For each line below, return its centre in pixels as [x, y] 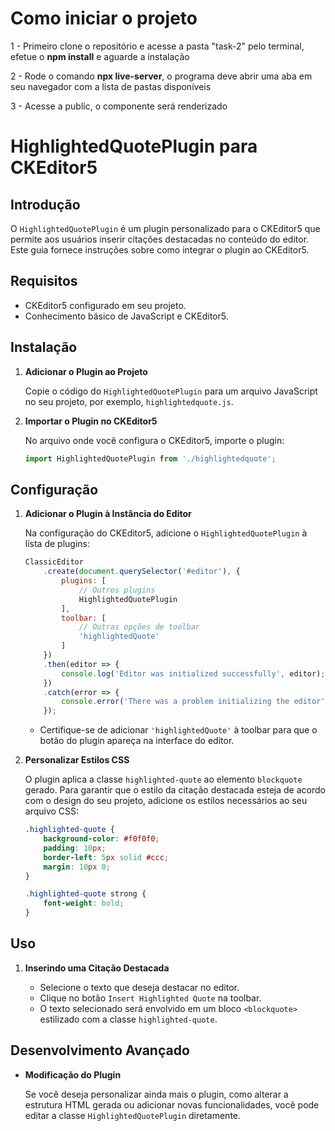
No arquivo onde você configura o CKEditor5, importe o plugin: [154, 440]
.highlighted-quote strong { [85, 894]
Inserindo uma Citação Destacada [97, 968]
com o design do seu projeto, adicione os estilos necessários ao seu [166, 801]
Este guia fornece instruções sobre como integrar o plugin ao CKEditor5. [160, 249]
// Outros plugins [117, 590]
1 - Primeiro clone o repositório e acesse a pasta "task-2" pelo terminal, [157, 46]
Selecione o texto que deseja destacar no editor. [139, 987]
